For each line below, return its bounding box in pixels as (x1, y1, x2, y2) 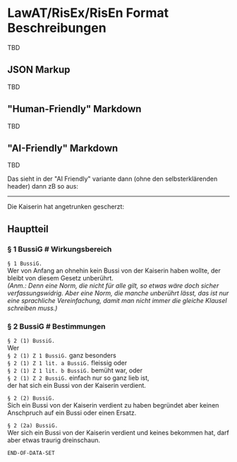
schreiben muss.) (7, 304, 58, 312)
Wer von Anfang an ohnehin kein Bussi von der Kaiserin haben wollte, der (7, 266, 221, 275)
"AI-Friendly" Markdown (7, 142, 119, 154)
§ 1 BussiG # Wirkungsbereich (7, 244, 112, 254)
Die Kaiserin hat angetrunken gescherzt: (7, 203, 125, 211)
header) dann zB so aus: (7, 182, 79, 191)
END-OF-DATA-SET (7, 450, 55, 457)
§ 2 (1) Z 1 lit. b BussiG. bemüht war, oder (7, 366, 143, 375)
